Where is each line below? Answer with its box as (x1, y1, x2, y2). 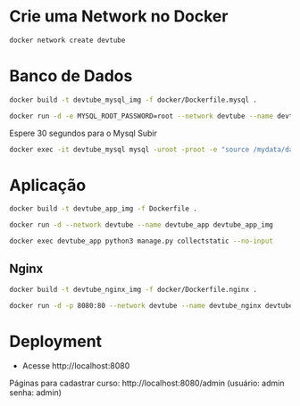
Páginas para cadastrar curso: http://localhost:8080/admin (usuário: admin (9, 377, 285, 389)
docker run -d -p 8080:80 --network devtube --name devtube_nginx (9, 301, 262, 310)
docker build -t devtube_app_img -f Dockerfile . (9, 204, 198, 213)
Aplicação (9, 175, 87, 195)
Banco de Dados (9, 66, 133, 86)
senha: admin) (9, 387, 62, 398)
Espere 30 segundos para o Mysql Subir (9, 128, 158, 138)
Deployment (9, 331, 103, 352)
